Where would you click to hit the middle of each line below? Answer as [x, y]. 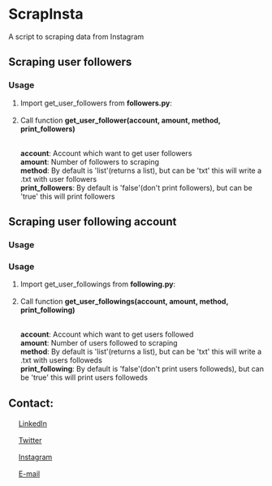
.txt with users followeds [61, 360]
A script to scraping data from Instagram [76, 37]
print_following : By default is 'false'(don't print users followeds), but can [142, 369]
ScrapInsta [46, 14]
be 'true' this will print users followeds [84, 377]
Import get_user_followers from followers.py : [96, 103]
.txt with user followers [58, 178]
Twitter [30, 441]
